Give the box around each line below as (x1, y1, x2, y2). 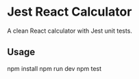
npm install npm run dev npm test (7, 64, 102, 72)
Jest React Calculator (7, 4, 132, 20)
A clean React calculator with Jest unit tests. (7, 27, 132, 35)
